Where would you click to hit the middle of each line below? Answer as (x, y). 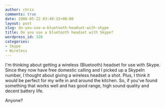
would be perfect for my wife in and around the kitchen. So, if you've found (81, 80)
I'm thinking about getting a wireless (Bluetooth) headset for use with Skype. (83, 65)
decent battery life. (24, 91)
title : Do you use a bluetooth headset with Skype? (59, 32)
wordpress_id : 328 (24, 37)
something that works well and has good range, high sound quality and (77, 85)
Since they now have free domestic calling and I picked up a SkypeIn (75, 70)
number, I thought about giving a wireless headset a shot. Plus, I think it (78, 75)
